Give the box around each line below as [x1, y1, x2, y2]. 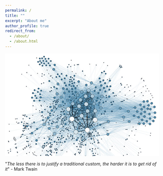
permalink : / [5, 8, 32, 13]
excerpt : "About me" [5, 18, 47, 23]
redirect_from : [5, 28, 36, 34]
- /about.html [9, 39, 38, 44]
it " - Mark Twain [5, 166, 38, 172]
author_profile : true [5, 24, 49, 28]
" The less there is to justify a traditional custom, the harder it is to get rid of [5, 161, 157, 167]
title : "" [5, 13, 25, 18]
